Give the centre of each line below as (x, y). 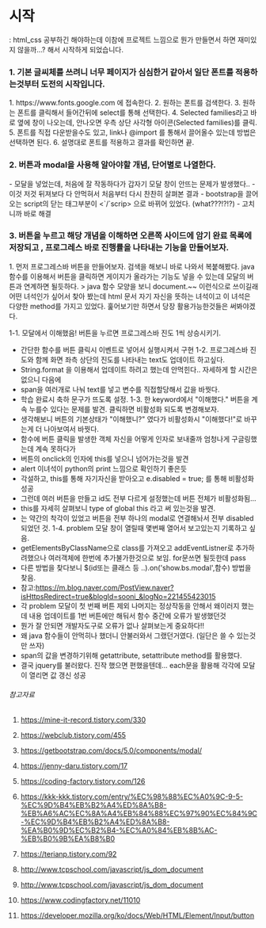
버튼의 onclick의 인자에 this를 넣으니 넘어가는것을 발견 (104, 458)
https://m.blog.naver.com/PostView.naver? (104, 587)
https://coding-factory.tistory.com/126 (83, 781)
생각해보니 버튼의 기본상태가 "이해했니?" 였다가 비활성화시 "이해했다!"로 (131, 419)
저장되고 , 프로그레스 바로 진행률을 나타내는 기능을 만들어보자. (119, 248)
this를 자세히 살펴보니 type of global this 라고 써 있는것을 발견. (118, 508)
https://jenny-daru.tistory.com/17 (74, 766)
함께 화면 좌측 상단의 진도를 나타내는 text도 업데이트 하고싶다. (130, 359)
